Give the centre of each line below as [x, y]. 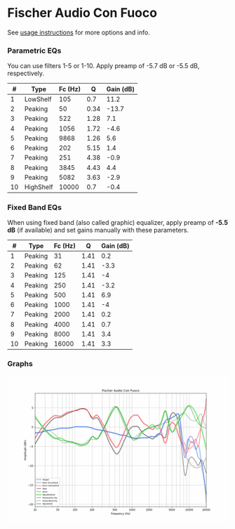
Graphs [20, 364]
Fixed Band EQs [34, 207]
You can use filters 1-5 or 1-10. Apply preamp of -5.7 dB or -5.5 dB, [103, 66]
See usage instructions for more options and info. [79, 32]
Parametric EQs [34, 51]
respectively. [26, 73]
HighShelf [39, 187]
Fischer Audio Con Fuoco [82, 13]
